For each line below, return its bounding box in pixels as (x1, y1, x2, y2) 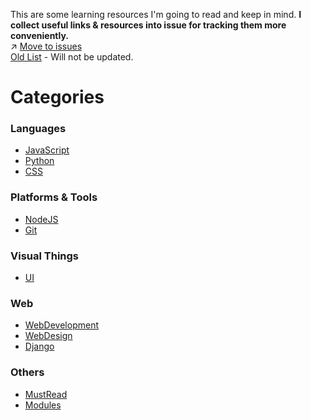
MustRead (24, 388, 68, 400)
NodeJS (24, 213, 59, 225)
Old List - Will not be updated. (10, 51, 134, 63)
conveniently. (10, 30, 70, 41)
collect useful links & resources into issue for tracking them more (10, 19, 287, 31)
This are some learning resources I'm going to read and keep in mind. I (10, 9, 302, 20)
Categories (10, 86, 105, 109)
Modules (24, 399, 62, 411)
